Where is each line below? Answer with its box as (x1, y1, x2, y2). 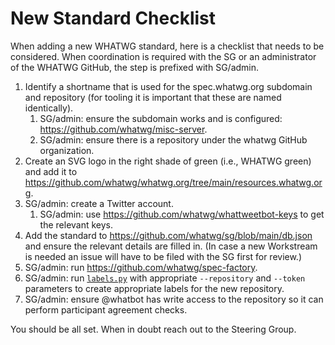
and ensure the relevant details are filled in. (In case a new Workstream (24, 240, 318, 252)
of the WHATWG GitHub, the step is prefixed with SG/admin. (10, 61, 260, 73)
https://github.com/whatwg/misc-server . (39, 123, 208, 135)
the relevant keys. (39, 218, 114, 231)
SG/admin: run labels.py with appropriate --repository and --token (24, 272, 306, 284)
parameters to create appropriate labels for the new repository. (24, 282, 285, 294)
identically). (24, 102, 74, 114)
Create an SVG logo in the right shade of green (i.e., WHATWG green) (24, 155, 312, 167)
